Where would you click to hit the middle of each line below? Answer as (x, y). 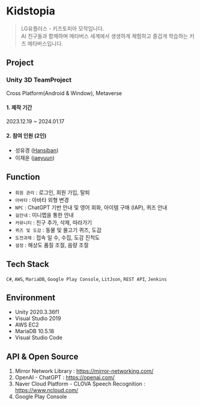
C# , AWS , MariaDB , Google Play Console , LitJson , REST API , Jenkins (86, 278)
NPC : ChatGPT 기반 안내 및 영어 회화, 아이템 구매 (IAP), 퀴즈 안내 (91, 207)
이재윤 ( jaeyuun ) (35, 158)
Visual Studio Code (39, 337)
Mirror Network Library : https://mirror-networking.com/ (84, 371)
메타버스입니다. (45, 43)
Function (23, 177)
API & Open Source (42, 356)
